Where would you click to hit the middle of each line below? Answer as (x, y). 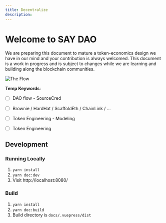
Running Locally (25, 159)
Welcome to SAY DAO (51, 39)
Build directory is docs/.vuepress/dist (52, 215)
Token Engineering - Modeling (43, 118)
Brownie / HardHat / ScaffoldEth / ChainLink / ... (61, 108)
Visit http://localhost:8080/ (40, 180)
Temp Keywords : (23, 89)
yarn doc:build (28, 210)
